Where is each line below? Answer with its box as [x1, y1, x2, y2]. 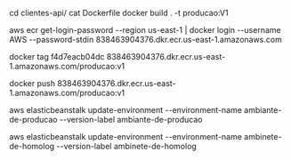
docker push [9, 78, 56, 88]
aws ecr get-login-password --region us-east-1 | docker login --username [9, 25, 282, 35]
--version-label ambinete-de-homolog [56, 141, 198, 151]
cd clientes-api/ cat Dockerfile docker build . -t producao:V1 [9, 8, 229, 18]
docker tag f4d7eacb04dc [9, 52, 105, 61]
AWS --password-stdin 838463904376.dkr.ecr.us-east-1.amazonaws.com [9, 35, 282, 44]
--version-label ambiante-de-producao [59, 115, 203, 124]
